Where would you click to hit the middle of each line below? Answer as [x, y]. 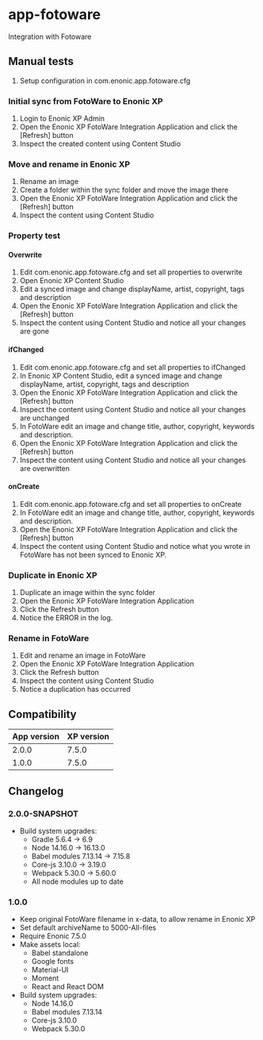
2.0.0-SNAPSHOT [44, 813]
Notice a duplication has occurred [75, 689]
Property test [34, 236]
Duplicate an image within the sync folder [88, 593]
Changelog [36, 791]
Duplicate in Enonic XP [53, 575]
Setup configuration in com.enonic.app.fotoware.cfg [105, 80]
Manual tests [41, 61]
